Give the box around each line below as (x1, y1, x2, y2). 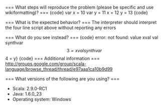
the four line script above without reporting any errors (5, 25, 116, 31)
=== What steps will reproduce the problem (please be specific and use (5, 5, 154, 10)
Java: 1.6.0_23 (12, 91, 42, 97)
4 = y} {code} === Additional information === (5, 55, 100, 61)
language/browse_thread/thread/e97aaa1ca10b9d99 (5, 66, 113, 72)
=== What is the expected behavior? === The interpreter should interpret (5, 20, 157, 25)
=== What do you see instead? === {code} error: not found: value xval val (5, 35, 158, 40)
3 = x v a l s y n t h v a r (66, 48, 102, 53)
